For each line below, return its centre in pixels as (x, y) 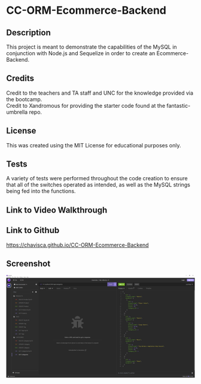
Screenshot (28, 264)
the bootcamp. (24, 99)
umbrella (17, 112)
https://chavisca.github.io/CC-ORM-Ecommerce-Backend (77, 245)
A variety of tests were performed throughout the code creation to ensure (97, 179)
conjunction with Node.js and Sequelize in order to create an (81, 53)
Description (28, 33)
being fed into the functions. (41, 191)
